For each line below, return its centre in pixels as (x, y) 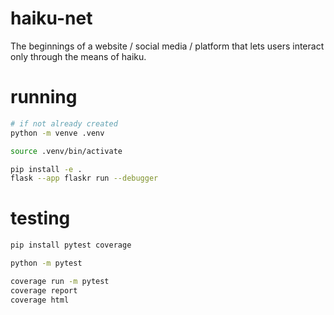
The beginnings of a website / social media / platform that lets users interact (167, 46)
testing (40, 218)
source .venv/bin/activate (66, 151)
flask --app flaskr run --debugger (84, 178)
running (44, 97)
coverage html (40, 300)
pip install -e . (46, 169)
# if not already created (64, 123)
